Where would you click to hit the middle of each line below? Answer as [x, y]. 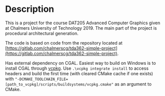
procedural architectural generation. [42, 33]
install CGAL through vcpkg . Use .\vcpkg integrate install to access [77, 68]
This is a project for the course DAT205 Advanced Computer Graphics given [83, 23]
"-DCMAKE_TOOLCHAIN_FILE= [41, 79]
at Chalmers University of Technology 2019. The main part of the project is [81, 28]
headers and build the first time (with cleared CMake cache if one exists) [79, 73]
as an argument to [133, 84]
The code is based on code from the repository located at [64, 43]
